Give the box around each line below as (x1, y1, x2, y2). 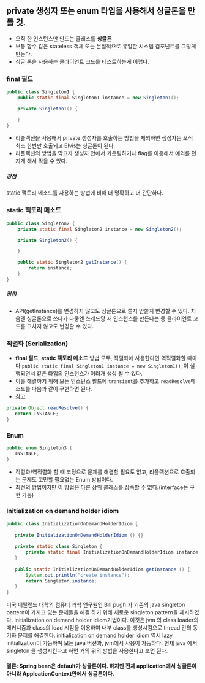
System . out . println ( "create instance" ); (25, 572, 130, 578)
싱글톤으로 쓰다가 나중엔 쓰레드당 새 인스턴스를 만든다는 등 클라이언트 (26, 315, 192, 322)
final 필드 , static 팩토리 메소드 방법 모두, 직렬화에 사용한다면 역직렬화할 (15, 355, 186, 362)
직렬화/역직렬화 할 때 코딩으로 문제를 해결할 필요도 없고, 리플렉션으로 (15, 468, 179, 476)
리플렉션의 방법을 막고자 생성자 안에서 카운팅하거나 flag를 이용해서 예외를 (15, 150, 190, 157)
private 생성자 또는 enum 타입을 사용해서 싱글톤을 (6, 6, 186, 17)
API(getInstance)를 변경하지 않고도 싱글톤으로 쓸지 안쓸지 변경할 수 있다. (15, 307, 190, 314)
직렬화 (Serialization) (6, 339, 69, 348)
